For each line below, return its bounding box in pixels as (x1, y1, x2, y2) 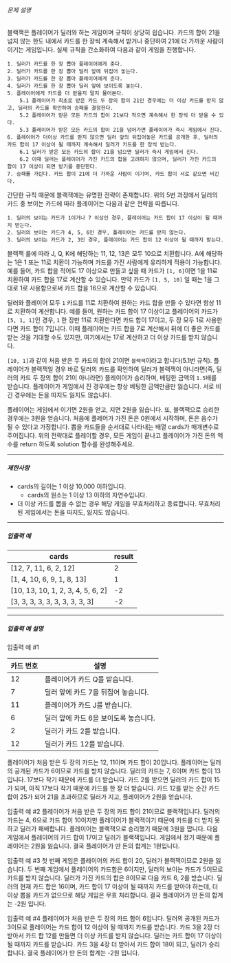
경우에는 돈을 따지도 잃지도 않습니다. (14, 391, 112, 399)
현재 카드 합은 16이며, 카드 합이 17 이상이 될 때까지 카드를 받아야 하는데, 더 (19, 882, 219, 891)
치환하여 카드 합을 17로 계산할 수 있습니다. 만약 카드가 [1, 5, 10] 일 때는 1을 (7, 275, 213, 284)
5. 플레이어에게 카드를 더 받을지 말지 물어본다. (7, 90, 125, 97)
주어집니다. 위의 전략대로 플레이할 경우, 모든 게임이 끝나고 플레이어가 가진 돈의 (7, 431, 217, 440)
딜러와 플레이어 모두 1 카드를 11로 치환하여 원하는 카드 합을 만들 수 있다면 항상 (7, 299, 214, 307)
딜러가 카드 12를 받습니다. (44, 739, 125, 749)
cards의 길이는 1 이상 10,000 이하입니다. (16, 482, 126, 490)
